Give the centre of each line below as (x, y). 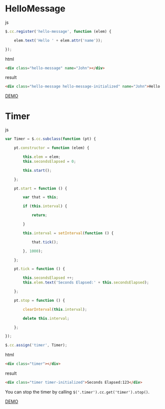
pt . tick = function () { (40, 269)
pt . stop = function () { (40, 300)
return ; (40, 215)
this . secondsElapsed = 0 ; (50, 161)
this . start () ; (37, 170)
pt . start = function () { (41, 188)
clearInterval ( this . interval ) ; (55, 309)
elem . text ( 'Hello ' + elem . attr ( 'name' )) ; (58, 40)
